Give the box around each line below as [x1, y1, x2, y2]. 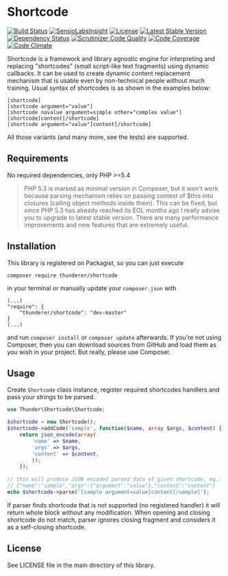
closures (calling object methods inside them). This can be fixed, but [23, 199, 218, 207]
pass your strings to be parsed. [7, 393, 96, 401]
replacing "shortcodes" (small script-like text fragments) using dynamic [7, 62, 210, 70]
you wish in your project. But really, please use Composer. [7, 347, 171, 356]
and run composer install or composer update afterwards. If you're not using [7, 333, 222, 341]
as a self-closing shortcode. [7, 523, 86, 531]
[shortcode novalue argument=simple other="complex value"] [7, 109, 183, 116]
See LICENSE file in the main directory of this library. [7, 561, 155, 569]
